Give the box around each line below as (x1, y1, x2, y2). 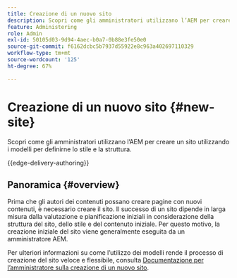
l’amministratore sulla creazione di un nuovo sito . (7, 263, 150, 272)
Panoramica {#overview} (7, 179, 120, 191)
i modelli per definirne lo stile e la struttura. (7, 145, 132, 153)
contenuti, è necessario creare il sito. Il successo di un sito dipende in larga (7, 205, 226, 213)
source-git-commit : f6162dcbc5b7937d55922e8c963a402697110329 (7, 43, 194, 50)
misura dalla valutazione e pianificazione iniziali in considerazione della (7, 213, 214, 221)
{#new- (169, 99, 215, 115)
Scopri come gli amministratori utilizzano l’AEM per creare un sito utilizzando (7, 137, 230, 146)
